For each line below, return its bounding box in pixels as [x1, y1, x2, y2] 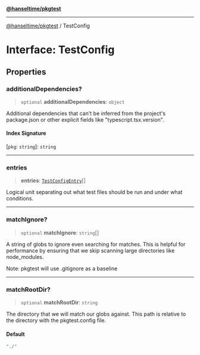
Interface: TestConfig [6, 43, 115, 57]
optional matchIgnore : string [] [20, 229, 99, 236]
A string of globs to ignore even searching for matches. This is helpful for [6, 240, 186, 248]
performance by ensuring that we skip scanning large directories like [6, 247, 175, 254]
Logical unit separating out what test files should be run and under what [6, 189, 183, 196]
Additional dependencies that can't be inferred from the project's [6, 110, 165, 117]
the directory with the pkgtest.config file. [6, 316, 106, 324]
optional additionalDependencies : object [20, 98, 125, 105]
